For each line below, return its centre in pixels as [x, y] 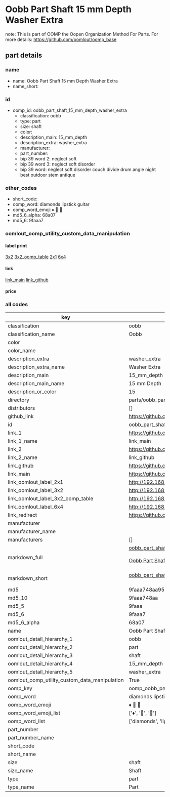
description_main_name [36, 384]
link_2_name [23, 457]
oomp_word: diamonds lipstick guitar [51, 204]
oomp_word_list [27, 721]
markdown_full [25, 558]
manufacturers [25, 540]
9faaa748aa [143, 598]
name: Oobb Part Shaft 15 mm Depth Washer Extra [65, 81]
